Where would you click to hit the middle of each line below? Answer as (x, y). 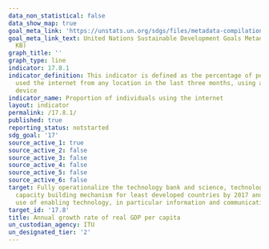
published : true (35, 120)
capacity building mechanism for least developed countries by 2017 (132, 195)
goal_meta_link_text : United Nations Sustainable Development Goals (125, 38)
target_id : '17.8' (39, 210)
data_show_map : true (43, 23)
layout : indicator (39, 105)
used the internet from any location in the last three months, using (136, 83)
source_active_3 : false (48, 157)
